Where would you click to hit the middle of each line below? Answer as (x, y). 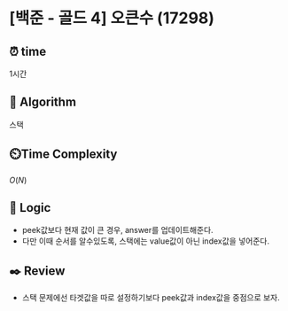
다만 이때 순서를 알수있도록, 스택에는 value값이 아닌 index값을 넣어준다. (146, 241)
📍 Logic (30, 208)
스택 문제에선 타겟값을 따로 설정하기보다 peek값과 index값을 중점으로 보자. (151, 298)
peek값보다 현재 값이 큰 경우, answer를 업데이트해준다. (118, 230)
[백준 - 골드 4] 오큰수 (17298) (112, 18)
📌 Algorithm (43, 102)
